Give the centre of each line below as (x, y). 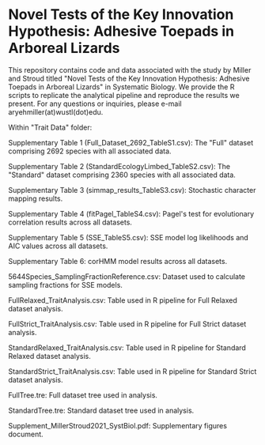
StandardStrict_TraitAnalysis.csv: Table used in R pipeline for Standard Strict (132, 371)
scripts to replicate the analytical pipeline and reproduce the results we (124, 95)
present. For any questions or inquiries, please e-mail (95, 104)
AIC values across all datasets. (58, 246)
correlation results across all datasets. (70, 222)
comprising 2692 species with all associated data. (90, 151)
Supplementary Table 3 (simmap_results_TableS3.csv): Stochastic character (132, 190)
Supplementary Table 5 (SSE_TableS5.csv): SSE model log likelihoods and (129, 237)
